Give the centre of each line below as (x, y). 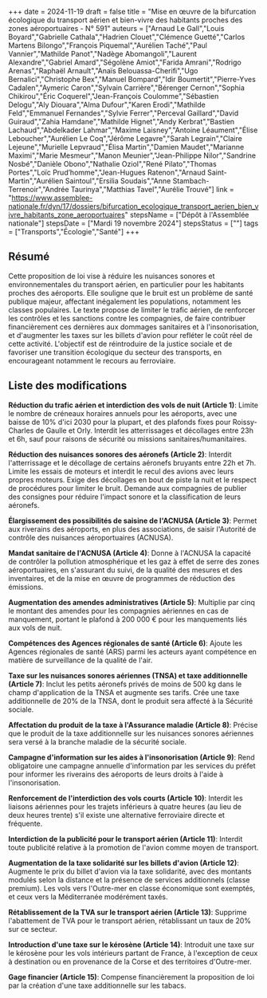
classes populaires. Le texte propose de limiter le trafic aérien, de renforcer (132, 309)
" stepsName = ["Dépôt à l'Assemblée (187, 215)
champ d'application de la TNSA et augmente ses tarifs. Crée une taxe (124, 692)
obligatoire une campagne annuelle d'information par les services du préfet (132, 765)
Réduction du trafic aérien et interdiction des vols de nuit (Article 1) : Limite (133, 405)
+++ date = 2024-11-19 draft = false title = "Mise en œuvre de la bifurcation (132, 12)
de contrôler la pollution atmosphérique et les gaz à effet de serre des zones (134, 561)
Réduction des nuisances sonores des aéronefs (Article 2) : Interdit (120, 454)
